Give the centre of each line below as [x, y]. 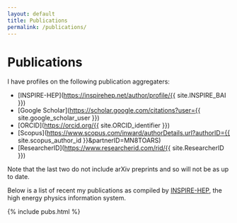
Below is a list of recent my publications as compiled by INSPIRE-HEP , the [115, 190]
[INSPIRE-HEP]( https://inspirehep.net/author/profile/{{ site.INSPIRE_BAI [122, 96]
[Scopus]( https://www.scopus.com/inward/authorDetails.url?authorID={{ [124, 133]
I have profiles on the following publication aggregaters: [88, 81]
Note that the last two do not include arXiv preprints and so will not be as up [118, 169]
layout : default [31, 14]
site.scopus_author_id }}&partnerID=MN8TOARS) [89, 141]
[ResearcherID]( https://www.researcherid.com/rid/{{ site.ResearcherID [121, 148]
